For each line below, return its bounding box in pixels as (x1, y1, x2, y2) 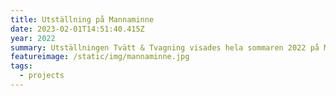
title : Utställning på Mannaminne (10, 14, 155, 25)
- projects (19, 71, 65, 81)
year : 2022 (10, 33, 56, 43)
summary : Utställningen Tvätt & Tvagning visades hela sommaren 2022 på (10, 42, 320, 53)
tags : (10, 61, 33, 71)
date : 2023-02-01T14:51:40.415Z (10, 24, 145, 34)
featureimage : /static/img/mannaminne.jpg (10, 52, 190, 62)
